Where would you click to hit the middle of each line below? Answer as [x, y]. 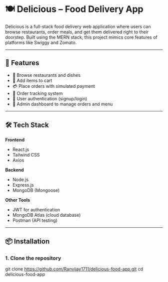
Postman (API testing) [35, 220]
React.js [21, 149]
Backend [14, 170]
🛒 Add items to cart [32, 80]
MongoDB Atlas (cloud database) [46, 215]
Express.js [23, 185]
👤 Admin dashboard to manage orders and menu [62, 104]
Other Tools [18, 200]
